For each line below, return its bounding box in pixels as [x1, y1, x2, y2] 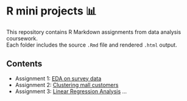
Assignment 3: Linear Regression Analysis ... [15, 88, 127, 95]
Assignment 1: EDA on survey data [15, 74, 102, 82]
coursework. [6, 34, 38, 42]
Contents [6, 59, 43, 69]
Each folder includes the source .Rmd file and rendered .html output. [6, 41, 178, 48]
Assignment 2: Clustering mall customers [15, 81, 119, 88]
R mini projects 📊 [6, 4, 97, 18]
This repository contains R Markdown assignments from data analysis [6, 28, 182, 36]
